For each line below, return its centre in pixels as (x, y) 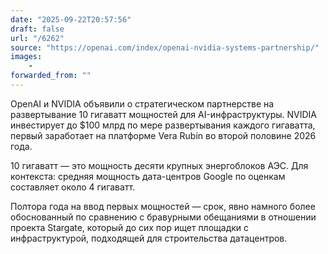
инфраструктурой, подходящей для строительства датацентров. (149, 238)
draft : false (37, 29)
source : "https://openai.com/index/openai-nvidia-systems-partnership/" (165, 47)
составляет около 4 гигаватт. (73, 187)
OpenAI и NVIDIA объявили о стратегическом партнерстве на (142, 103)
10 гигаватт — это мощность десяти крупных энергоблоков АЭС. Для (159, 165)
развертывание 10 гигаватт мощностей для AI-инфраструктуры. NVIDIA (164, 114)
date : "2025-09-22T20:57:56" (71, 19)
